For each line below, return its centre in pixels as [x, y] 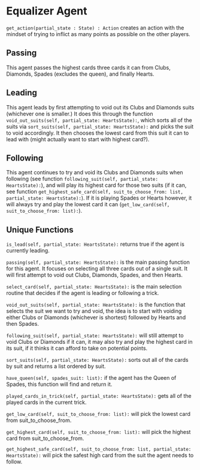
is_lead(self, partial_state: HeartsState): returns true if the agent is [95, 244]
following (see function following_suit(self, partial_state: [82, 179]
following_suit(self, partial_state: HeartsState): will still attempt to [95, 335]
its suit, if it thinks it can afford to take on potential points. [77, 348]
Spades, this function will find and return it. [59, 384]
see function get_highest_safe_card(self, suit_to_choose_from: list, [95, 192]
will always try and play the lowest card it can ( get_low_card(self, [88, 204]
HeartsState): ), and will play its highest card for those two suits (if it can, [96, 185]
